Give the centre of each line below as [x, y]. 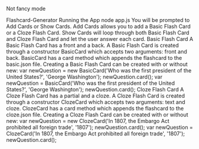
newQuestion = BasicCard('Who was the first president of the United [91, 83]
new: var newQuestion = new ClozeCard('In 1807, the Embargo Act [88, 121]
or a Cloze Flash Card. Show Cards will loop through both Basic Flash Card [98, 33]
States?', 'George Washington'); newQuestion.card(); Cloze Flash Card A [95, 89]
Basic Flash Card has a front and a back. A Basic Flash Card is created [93, 45]
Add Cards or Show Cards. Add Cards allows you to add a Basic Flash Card [98, 26]
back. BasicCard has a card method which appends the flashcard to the [94, 58]
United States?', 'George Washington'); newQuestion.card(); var [84, 77]
